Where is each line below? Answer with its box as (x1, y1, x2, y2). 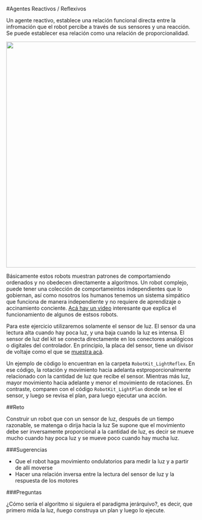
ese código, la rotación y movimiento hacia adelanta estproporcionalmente (6, 366, 191, 373)
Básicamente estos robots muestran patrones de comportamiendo (6, 272, 171, 280)
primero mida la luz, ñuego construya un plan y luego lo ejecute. (6, 507, 165, 514)
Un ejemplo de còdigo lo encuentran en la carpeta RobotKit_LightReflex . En (6, 360, 195, 367)
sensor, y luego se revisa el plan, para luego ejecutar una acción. (6, 392, 167, 399)
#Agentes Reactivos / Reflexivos (6, 5, 87, 12)
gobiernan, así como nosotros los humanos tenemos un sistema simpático (6, 292, 191, 299)
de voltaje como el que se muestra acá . (6, 348, 104, 355)
